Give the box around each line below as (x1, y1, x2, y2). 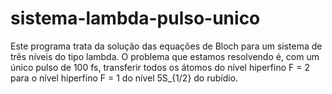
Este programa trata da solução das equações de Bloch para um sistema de (10, 40, 323, 52)
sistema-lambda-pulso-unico (10, 7, 261, 30)
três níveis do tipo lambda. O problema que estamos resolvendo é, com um (10, 50, 320, 62)
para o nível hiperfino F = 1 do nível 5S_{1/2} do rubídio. (10, 72, 239, 84)
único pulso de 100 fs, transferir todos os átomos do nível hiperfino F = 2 (10, 61, 310, 73)
